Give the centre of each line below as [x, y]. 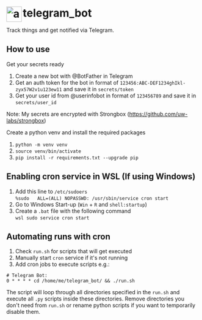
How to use [28, 49]
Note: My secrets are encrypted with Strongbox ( [68, 114]
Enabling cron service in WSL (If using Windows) [101, 177]
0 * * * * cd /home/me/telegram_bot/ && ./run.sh [71, 281]
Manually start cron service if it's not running [71, 258]
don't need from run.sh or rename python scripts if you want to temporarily [101, 305]
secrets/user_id [36, 102]
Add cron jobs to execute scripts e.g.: [62, 264]
